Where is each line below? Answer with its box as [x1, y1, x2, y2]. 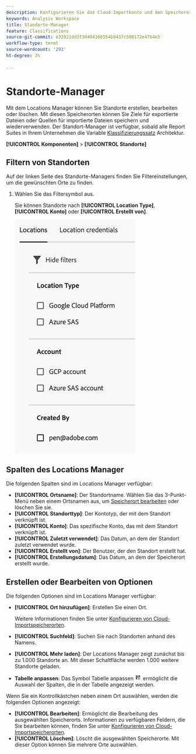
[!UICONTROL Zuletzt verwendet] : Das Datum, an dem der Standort [14, 535, 180, 542]
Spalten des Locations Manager [6, 465, 124, 475]
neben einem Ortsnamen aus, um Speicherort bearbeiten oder [30, 498, 179, 505]
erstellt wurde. [14, 560, 50, 567]
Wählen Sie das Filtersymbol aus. [14, 190, 94, 197]
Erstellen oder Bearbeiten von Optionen [6, 577, 153, 587]
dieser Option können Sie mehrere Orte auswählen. [14, 741, 138, 748]
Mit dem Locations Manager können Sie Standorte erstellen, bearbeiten [6, 104, 178, 111]
